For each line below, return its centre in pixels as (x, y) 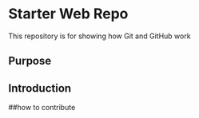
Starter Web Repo (68, 14)
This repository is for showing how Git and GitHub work (99, 36)
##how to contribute (42, 108)
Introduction (40, 88)
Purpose (30, 61)
